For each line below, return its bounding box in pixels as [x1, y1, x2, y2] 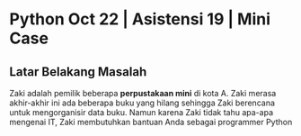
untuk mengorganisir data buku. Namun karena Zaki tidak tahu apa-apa [9, 107, 274, 117]
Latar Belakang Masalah [9, 64, 147, 79]
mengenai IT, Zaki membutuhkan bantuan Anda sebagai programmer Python [9, 117, 293, 127]
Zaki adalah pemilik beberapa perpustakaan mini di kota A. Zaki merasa [9, 88, 277, 98]
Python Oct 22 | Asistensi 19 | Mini [9, 9, 271, 30]
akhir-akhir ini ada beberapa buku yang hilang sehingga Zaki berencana [9, 97, 276, 108]
